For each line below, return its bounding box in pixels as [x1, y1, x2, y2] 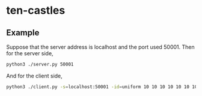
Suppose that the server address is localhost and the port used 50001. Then [6, 43, 195, 50]
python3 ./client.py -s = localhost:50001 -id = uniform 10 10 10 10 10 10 [6, 83, 189, 90]
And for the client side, [6, 72, 63, 79]
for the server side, [6, 50, 54, 57]
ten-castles [6, 4, 66, 17]
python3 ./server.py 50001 [6, 61, 74, 67]
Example [6, 28, 40, 38]
